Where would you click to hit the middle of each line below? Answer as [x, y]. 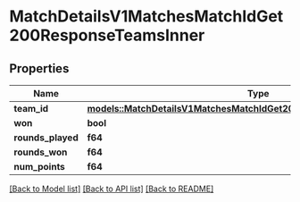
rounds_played [46, 138]
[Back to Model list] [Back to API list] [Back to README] [112, 189]
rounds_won [41, 152]
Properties [39, 68]
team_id [31, 109]
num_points [39, 167]
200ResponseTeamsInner [107, 35]
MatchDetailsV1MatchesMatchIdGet [146, 17]
